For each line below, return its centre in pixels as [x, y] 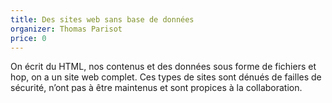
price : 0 [28, 38]
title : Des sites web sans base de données [102, 19]
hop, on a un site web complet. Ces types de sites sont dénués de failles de [166, 77]
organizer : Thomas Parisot [66, 29]
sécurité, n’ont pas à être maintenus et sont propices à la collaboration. [156, 88]
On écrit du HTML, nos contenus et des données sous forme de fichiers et [163, 67]
